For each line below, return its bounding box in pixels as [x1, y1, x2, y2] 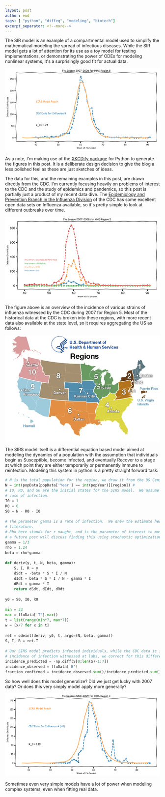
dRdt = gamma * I [14, 581, 50, 586]
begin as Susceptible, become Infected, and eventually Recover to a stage [5, 457, 156, 463]
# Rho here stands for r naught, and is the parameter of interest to [5, 530, 153, 535]
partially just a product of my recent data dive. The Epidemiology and [5, 192, 145, 198]
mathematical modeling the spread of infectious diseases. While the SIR [5, 43, 151, 49]
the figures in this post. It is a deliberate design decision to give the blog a [5, 161, 155, 167]
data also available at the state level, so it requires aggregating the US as [5, 320, 152, 326]
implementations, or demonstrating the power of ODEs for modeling [5, 53, 142, 59]
